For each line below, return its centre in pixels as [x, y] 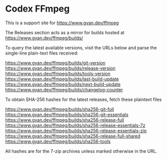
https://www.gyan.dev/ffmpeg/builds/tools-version [58, 73]
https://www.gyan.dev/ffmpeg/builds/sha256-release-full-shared [73, 136]
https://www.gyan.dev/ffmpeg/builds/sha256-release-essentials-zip [76, 130]
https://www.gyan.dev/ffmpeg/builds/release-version [60, 68]
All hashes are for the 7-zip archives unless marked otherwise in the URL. [81, 151]
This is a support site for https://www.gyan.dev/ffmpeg [62, 23]
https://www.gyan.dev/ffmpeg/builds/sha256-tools [58, 141]
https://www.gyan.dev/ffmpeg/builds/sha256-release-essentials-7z [75, 125]
